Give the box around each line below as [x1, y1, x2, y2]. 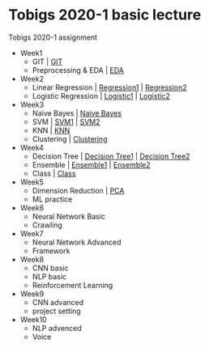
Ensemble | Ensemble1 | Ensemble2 [32, 159, 151, 169]
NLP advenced [32, 323, 83, 333]
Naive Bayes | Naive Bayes [32, 108, 122, 118]
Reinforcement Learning [32, 280, 113, 290]
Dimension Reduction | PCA [32, 185, 125, 195]
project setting [32, 306, 81, 316]
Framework [32, 245, 70, 256]
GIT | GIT [32, 57, 63, 66]
